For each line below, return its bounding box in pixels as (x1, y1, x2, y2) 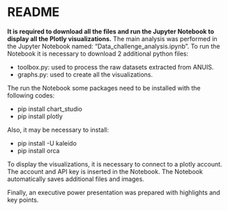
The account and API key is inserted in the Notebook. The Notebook (7, 167, 204, 175)
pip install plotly (17, 112, 63, 120)
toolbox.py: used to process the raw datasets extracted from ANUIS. (17, 63, 214, 71)
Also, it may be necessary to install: (7, 125, 109, 134)
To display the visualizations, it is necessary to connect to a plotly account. (7, 159, 222, 168)
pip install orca (17, 146, 60, 155)
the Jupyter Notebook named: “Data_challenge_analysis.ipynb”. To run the (7, 42, 220, 50)
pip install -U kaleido (17, 139, 77, 147)
